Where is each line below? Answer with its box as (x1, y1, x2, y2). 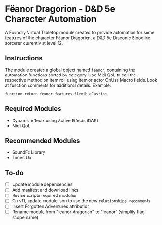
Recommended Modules (5, 136, 80, 145)
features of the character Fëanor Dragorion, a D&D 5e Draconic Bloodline (5, 35, 151, 41)
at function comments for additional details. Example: (5, 82, 111, 88)
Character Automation (5, 14, 97, 25)
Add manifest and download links (12, 187, 79, 193)
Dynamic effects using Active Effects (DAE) (12, 118, 98, 123)
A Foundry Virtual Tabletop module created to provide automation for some (5, 30, 155, 35)
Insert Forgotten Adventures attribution (12, 203, 90, 209)
